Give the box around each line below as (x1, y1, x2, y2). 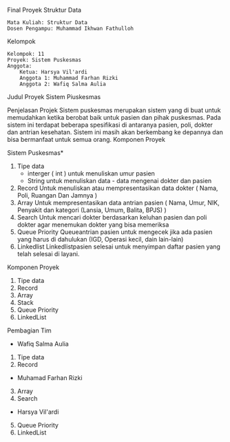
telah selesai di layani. (17, 250, 80, 257)
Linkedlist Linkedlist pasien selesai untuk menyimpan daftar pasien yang (17, 242, 220, 251)
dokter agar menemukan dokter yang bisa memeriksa (17, 220, 169, 229)
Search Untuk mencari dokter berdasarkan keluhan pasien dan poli (17, 213, 207, 221)
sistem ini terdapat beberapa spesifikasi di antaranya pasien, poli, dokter (7, 120, 213, 129)
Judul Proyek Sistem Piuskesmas (7, 93, 101, 101)
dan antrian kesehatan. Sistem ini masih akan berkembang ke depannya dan (7, 128, 224, 136)
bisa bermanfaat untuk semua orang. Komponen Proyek (7, 136, 165, 143)
